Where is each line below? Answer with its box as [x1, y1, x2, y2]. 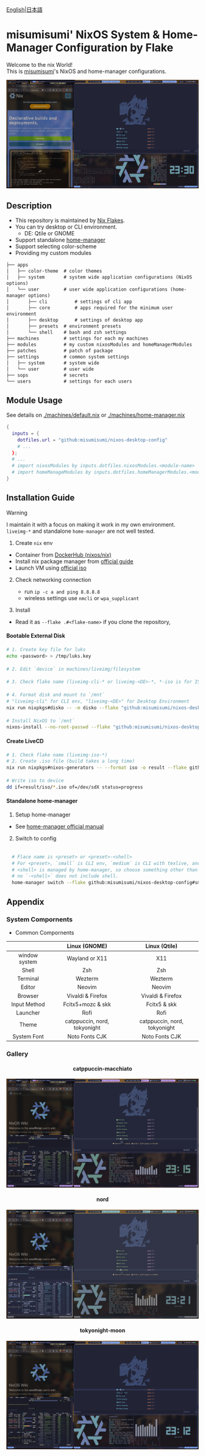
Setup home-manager [15, 810, 71, 818]
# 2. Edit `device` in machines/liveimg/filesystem [6, 666, 140, 672]
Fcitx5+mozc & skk [63, 1001, 111, 1008]
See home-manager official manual [15, 823, 104, 830]
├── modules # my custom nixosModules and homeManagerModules [6, 341, 192, 348]
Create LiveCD [6, 737, 44, 744]
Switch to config [15, 834, 57, 842]
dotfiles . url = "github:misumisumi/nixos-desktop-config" [17, 436, 168, 443]
